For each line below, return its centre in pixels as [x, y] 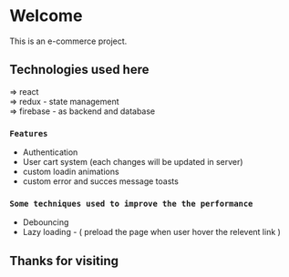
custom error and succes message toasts [101, 181]
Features [29, 133]
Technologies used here [79, 70]
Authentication [50, 152]
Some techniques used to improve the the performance [131, 203]
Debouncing [46, 222]
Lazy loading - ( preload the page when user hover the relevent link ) [151, 232]
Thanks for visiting [64, 261]
